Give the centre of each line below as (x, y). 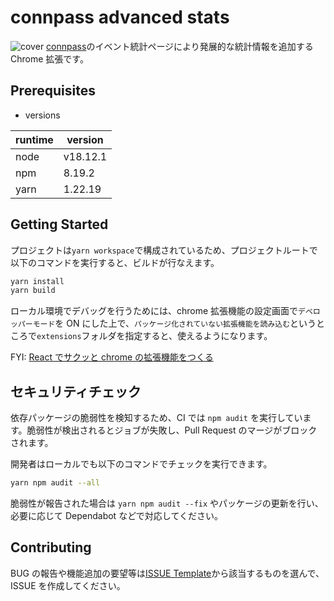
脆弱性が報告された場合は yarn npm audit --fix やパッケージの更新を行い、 (167, 503)
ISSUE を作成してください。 (68, 585)
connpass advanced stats (120, 17)
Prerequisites (53, 91)
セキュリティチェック (76, 391)
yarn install (37, 281)
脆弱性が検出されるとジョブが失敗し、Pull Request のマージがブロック (172, 430)
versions (42, 115)
